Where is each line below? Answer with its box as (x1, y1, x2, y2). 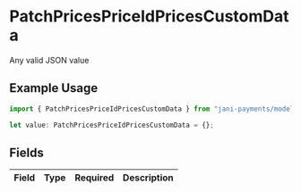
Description (122, 171, 175, 184)
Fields (9, 145, 45, 160)
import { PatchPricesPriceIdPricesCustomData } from (9, 104, 211, 113)
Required (74, 171, 115, 184)
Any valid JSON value (9, 54, 90, 65)
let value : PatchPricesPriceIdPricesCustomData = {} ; (9, 121, 215, 129)
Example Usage (9, 80, 99, 96)
